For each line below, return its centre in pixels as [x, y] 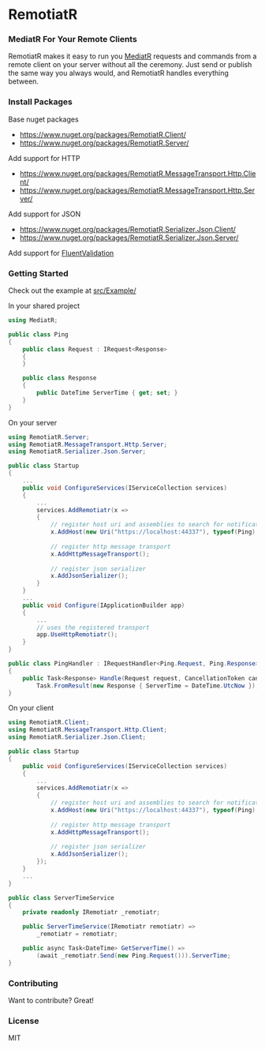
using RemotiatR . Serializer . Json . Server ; [77, 451]
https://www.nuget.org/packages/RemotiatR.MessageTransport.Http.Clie [138, 173]
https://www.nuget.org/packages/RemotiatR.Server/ [104, 143]
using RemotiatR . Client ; [49, 723]
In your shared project [44, 306]
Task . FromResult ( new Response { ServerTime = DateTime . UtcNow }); [148, 686]
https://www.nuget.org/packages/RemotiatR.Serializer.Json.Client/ [128, 229]
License [24, 1021]
